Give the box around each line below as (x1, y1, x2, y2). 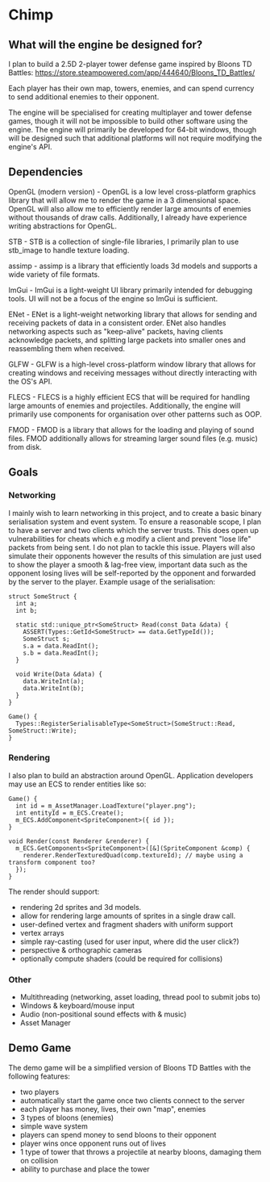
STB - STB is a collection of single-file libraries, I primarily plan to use (8, 237, 239, 246)
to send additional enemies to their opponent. (8, 92, 160, 102)
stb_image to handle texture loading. (8, 245, 130, 255)
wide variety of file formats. (8, 269, 101, 279)
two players (19, 1087, 60, 1096)
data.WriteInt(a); (23, 677, 85, 685)
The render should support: (8, 886, 100, 896)
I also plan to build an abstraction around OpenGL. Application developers (8, 770, 254, 780)
